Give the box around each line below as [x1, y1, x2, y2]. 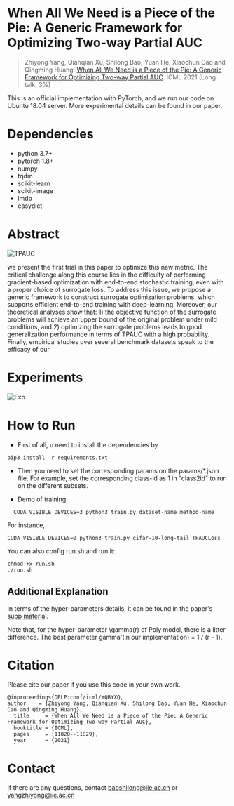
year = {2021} [13, 737, 71, 744]
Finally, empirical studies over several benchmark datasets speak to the [7, 337, 214, 345]
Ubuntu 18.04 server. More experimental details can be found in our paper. [7, 101, 223, 110]
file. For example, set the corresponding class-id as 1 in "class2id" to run [17, 474, 228, 482]
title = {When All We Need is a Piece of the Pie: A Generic [13, 713, 209, 720]
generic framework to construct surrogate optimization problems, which [7, 293, 216, 301]
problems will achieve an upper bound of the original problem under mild [7, 315, 217, 324]
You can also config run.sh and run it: [7, 546, 116, 555]
